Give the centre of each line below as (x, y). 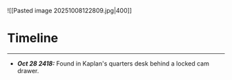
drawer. (28, 70)
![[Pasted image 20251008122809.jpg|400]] (70, 11)
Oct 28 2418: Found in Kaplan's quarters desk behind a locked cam (113, 63)
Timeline (33, 38)
